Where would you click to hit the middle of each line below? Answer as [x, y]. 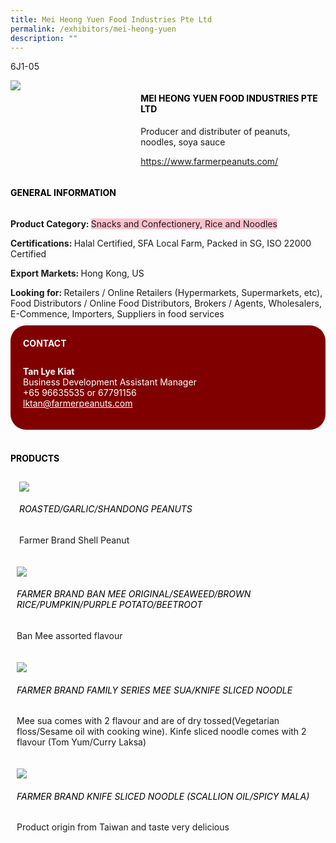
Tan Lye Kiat [49, 372]
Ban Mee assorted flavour [69, 635]
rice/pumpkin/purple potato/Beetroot [109, 605]
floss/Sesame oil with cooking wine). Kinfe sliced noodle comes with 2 [161, 732]
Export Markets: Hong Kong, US [77, 273]
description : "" [44, 38]
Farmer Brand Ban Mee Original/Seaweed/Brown [134, 594]
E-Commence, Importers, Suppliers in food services [117, 313]
